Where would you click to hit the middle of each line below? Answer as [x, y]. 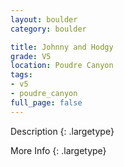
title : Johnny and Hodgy [62, 47]
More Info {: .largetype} [58, 150]
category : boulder [48, 29]
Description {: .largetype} [62, 131]
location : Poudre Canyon [62, 66]
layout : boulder [44, 19]
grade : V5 [31, 56]
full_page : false [46, 102]
